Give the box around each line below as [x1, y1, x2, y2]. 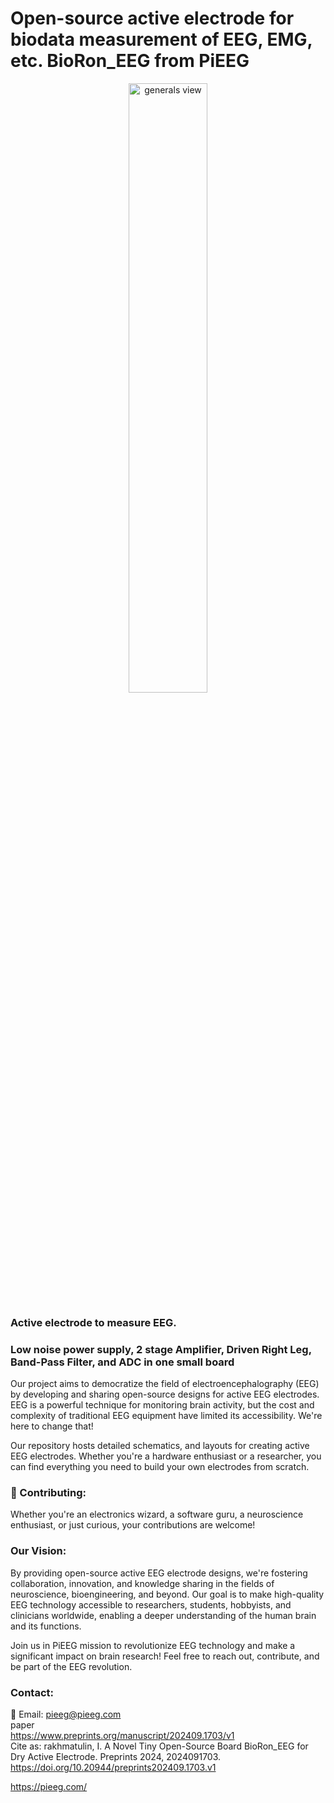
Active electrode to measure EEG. [10, 1315, 177, 1329]
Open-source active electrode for [10, 7, 295, 30]
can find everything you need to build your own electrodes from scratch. [10, 1461, 310, 1473]
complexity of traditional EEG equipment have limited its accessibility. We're [10, 1410, 323, 1422]
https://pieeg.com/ [10, 1781, 88, 1793]
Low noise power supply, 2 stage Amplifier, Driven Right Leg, [10, 1342, 312, 1356]
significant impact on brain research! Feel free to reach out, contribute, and [10, 1650, 320, 1662]
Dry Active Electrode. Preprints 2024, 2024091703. [10, 1751, 222, 1763]
